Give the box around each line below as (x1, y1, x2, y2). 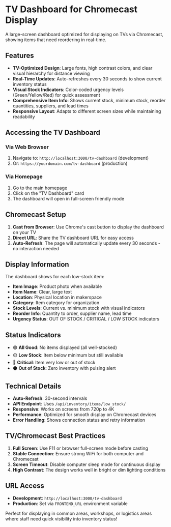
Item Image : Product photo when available (12, 283, 102, 289)
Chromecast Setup (5, 210, 66, 219)
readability (12, 113, 35, 120)
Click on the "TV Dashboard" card (12, 190, 84, 196)
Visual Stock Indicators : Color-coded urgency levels (12, 86, 124, 93)
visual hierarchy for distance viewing (12, 70, 90, 76)
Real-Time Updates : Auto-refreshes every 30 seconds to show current (12, 75, 162, 82)
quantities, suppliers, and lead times (12, 103, 89, 109)
